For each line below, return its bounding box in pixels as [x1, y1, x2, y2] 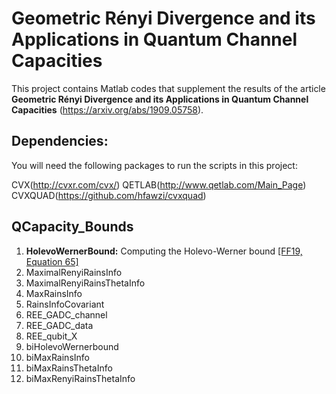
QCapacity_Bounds [11, 218, 134, 236]
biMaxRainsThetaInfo [25, 362, 113, 374]
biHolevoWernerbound [25, 340, 119, 352]
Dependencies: [11, 133, 109, 150]
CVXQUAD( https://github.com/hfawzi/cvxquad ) [11, 189, 207, 201]
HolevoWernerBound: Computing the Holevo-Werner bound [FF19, [25, 245, 303, 257]
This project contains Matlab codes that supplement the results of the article [11, 82, 326, 94]
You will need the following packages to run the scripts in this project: [11, 159, 298, 171]
